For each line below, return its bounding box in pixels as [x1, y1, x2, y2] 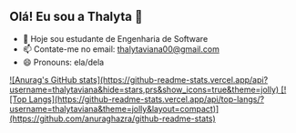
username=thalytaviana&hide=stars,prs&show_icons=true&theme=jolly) [9, 84, 280, 95]
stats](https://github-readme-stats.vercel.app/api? [78, 74, 269, 85]
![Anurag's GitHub [9, 74, 77, 85]
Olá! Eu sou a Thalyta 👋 [9, 9, 143, 25]
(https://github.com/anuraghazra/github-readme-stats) [9, 113, 216, 124]
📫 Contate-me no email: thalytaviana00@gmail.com [22, 43, 220, 55]
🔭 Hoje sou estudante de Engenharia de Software [22, 33, 209, 44]
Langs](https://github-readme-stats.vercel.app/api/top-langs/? [28, 93, 265, 105]
